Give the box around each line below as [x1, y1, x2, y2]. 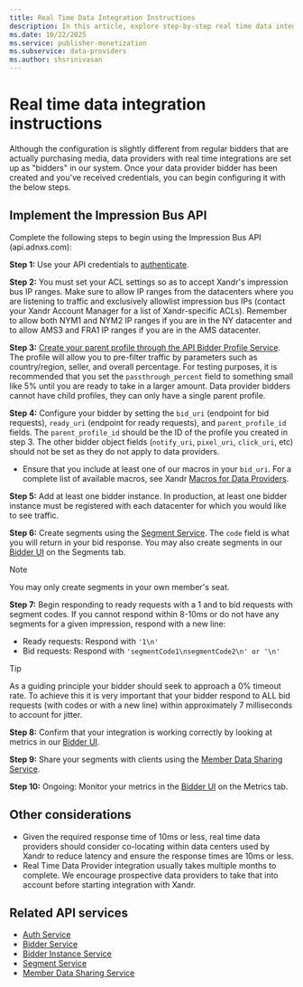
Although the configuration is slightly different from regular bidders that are [9, 143, 289, 154]
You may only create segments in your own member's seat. [9, 581, 230, 592]
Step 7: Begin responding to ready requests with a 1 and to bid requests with [9, 598, 293, 610]
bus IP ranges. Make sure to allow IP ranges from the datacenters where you [9, 286, 294, 296]
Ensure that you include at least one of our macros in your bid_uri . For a [22, 463, 291, 475]
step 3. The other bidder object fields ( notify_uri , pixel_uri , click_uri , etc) [9, 436, 294, 447]
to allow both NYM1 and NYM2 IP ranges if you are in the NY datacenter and [9, 315, 293, 325]
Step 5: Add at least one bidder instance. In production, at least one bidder [9, 490, 288, 502]
